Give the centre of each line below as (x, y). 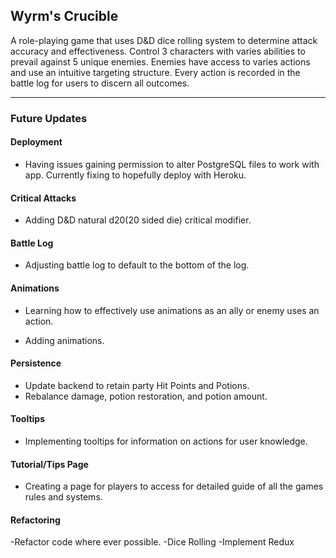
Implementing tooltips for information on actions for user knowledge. (166, 441)
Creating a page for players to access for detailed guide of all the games (174, 486)
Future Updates (49, 118)
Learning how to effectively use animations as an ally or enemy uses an (172, 310)
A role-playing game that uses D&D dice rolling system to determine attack (164, 40)
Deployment (36, 142)
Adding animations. (64, 340)
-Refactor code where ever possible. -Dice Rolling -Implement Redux (152, 542)
